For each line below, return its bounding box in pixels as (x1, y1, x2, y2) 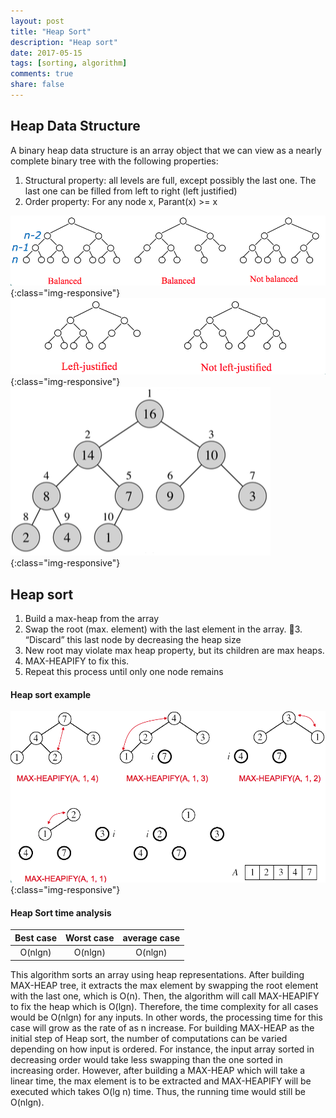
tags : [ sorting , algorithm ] (10, 58, 128, 69)
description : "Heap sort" (10, 37, 118, 47)
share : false (10, 80, 65, 90)
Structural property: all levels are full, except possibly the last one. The (24, 174, 317, 186)
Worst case (65, 931, 115, 944)
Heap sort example (10, 688, 92, 700)
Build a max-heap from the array (24, 612, 160, 624)
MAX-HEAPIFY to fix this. (24, 655, 130, 667)
